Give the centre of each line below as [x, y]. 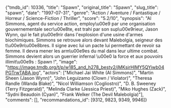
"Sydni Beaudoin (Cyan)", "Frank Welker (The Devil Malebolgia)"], [75, 94]
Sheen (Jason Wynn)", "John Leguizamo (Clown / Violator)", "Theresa [79, 78]
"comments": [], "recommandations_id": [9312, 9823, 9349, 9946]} [76, 100]
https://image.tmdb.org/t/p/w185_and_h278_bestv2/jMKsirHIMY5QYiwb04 [86, 67]
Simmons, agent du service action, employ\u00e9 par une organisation [80, 24]
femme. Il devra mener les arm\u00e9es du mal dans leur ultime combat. [82, 51]
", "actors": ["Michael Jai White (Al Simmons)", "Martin [96, 73]
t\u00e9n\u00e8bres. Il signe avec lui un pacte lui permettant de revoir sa [83, 45]
